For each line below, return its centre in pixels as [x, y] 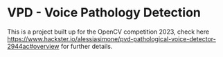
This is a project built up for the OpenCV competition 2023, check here [108, 32]
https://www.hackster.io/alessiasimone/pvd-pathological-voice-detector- [111, 38]
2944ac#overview [34, 46]
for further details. [87, 46]
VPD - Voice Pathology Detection [104, 13]
